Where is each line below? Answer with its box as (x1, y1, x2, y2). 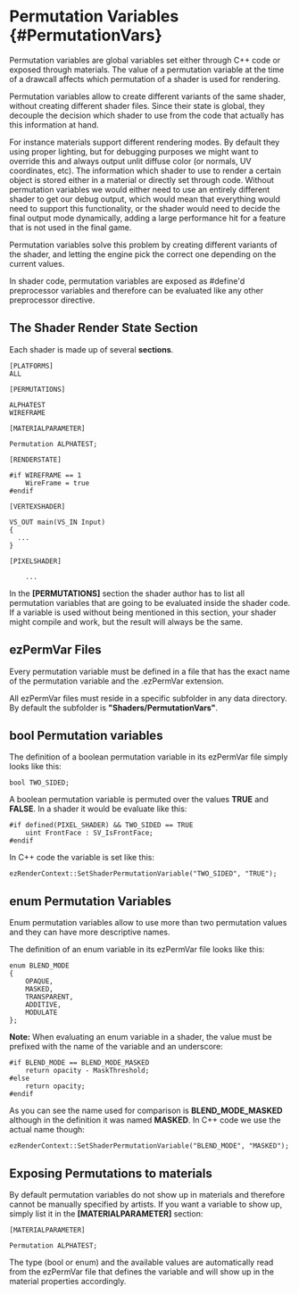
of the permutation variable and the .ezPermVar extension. (9, 676, 225, 686)
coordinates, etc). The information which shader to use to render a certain (9, 165, 282, 176)
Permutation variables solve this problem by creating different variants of (9, 239, 278, 250)
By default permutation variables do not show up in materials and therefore (9, 1190, 286, 1200)
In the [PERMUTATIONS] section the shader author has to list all (9, 587, 245, 599)
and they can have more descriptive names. (9, 926, 170, 938)
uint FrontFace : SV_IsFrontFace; (25, 828, 154, 838)
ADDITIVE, (25, 1000, 62, 1009)
